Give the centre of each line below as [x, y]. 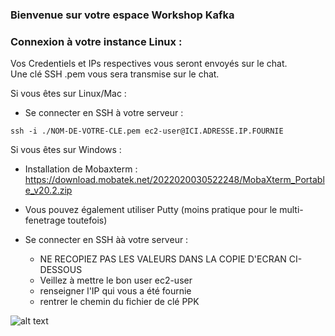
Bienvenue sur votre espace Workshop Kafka [122, 15]
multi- [291, 210]
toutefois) [87, 220]
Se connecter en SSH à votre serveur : [104, 113]
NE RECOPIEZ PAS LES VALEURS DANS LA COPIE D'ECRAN [163, 259]
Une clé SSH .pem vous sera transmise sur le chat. [115, 74]
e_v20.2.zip [48, 190]
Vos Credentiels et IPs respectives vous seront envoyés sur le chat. [149, 64]
